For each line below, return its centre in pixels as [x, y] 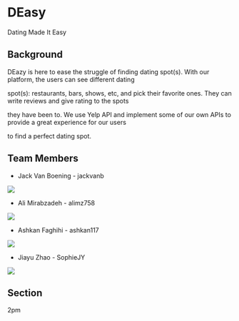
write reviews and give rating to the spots [68, 101]
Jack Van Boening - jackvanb [61, 175]
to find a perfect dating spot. [49, 136]
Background [35, 55]
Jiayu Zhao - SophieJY [51, 257]
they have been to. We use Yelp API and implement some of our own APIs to [119, 114]
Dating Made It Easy [37, 32]
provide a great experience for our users [67, 122]
